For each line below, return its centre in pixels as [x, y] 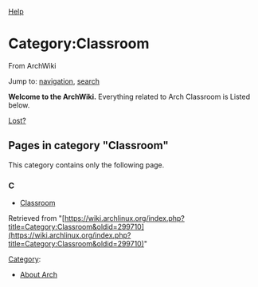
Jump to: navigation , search [54, 81]
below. [19, 105]
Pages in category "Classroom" [88, 145]
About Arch [39, 275]
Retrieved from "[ [37, 218]
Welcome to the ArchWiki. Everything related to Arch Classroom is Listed [129, 96]
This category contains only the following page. [86, 165]
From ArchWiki [33, 65]
